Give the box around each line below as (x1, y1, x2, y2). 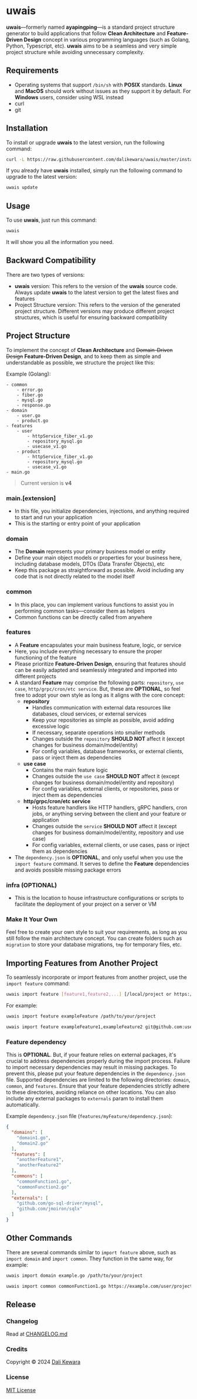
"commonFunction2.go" (16, 1184, 69, 1190)
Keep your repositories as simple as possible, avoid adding (32, 716, 175, 724)
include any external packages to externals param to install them (6, 1095, 164, 1102)
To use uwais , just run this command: (6, 216, 97, 224)
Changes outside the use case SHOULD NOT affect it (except (32, 772, 180, 779)
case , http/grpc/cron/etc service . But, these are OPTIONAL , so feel (14, 685, 181, 692)
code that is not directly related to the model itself (14, 573, 135, 580)
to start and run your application (14, 513, 93, 521)
